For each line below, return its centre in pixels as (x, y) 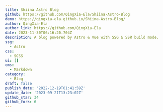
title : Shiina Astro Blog (32, 10)
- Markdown (21, 70)
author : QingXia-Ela (27, 24)
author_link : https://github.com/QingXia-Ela (53, 28)
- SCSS (16, 56)
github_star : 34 (22, 97)
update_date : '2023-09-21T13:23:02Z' (44, 93)
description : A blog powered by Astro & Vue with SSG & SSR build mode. (82, 38)
